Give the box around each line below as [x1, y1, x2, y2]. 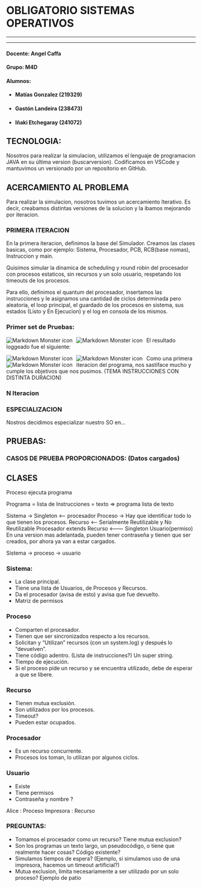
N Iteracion [6, 389, 39, 397]
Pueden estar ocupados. [14, 718, 76, 726]
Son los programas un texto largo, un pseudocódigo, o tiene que [14, 842, 175, 849]
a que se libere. [14, 671, 54, 678]
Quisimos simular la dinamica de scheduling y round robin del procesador [6, 264, 189, 272]
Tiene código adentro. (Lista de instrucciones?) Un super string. [14, 652, 174, 659]
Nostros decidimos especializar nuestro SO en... [6, 419, 126, 426]
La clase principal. [14, 578, 61, 585]
